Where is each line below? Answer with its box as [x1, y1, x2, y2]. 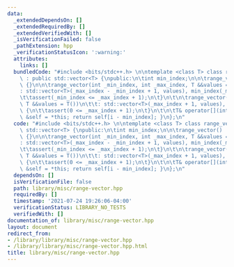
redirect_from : [7, 230, 52, 237]
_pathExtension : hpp [13, 42, 73, 49]
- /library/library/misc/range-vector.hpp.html [7, 243, 148, 250]
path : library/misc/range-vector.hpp [13, 185, 123, 192]
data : [7, 10, 23, 17]
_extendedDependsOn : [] [13, 17, 82, 24]
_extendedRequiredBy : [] [13, 23, 86, 30]
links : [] [19, 62, 49, 69]
